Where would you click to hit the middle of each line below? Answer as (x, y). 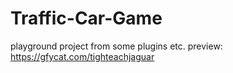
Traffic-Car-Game (86, 18)
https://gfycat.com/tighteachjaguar (82, 56)
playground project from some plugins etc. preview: (116, 46)
